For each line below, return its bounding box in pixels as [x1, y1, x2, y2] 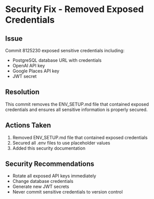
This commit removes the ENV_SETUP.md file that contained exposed [5, 101, 149, 107]
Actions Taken [5, 121, 51, 130]
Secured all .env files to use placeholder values [12, 140, 110, 146]
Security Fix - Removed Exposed [5, 4, 144, 15]
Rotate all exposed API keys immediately [12, 173, 96, 179]
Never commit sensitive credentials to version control [12, 189, 123, 195]
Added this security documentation [12, 145, 86, 151]
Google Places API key [12, 68, 60, 74]
